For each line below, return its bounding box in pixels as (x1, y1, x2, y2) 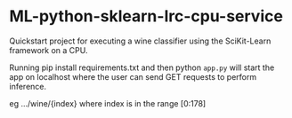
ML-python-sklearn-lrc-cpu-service (9, 6, 283, 27)
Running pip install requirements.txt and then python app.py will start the (9, 62, 275, 73)
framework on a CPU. (9, 44, 88, 55)
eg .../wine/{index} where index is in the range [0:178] (9, 98, 207, 108)
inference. (9, 81, 47, 91)
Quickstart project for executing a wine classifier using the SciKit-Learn (9, 35, 272, 46)
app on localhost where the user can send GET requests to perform (9, 71, 256, 82)
